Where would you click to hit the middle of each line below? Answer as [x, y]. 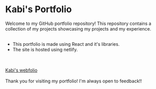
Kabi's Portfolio [38, 9]
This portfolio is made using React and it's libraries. [66, 44]
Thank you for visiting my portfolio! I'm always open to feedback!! [74, 81]
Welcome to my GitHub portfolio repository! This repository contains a [78, 23]
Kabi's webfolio [22, 70]
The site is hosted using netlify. [45, 49]
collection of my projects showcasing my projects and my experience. [78, 28]
